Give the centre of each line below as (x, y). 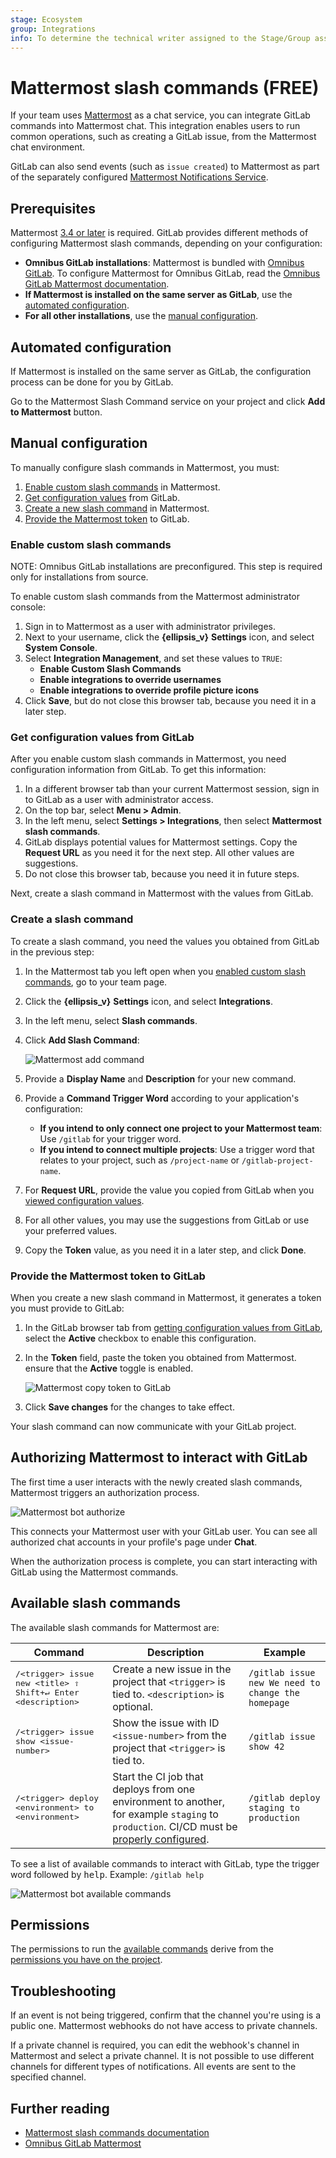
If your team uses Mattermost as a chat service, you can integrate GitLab (160, 115)
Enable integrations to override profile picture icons (149, 690)
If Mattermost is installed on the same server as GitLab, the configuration (161, 371)
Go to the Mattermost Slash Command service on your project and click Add (168, 401)
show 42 (266, 1746)
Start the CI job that (158, 1776)
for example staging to (165, 1814)
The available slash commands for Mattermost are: (115, 1627)
